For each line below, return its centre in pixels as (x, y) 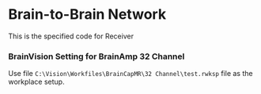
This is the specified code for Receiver (71, 36)
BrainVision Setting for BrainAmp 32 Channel (96, 56)
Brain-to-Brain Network (87, 14)
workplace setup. (36, 82)
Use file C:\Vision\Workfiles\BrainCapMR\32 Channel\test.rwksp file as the (130, 74)
